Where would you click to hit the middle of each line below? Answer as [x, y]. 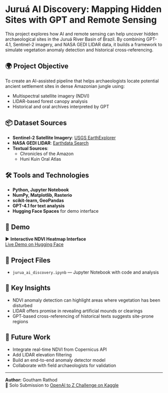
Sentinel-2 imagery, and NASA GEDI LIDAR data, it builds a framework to [88, 44]
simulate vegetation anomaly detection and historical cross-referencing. [79, 50]
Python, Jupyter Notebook [40, 190]
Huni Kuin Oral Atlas [40, 159]
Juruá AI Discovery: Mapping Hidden [83, 9]
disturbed [22, 305]
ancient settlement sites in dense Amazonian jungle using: [65, 86]
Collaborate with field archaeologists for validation [64, 365]
